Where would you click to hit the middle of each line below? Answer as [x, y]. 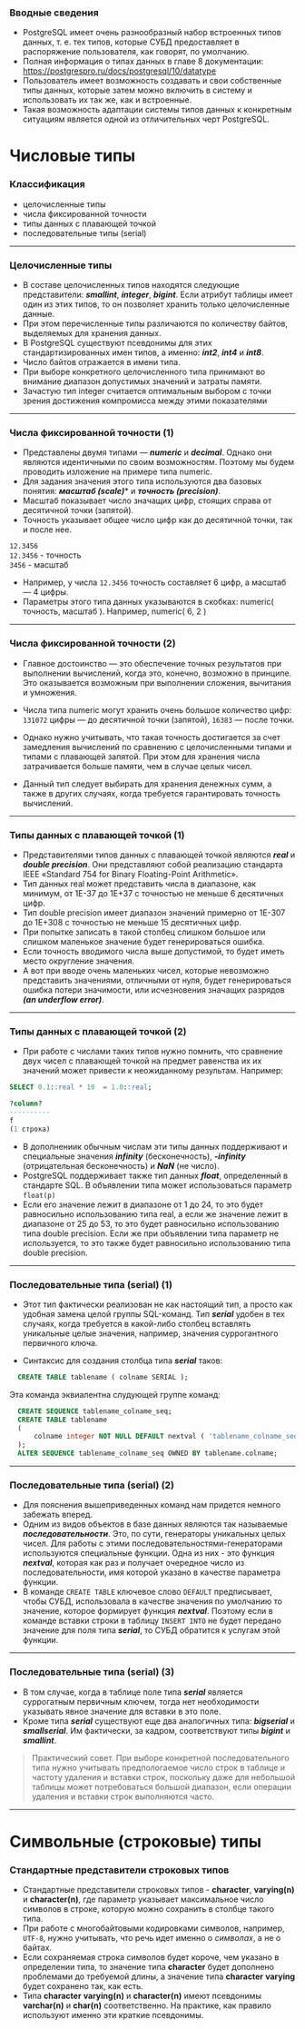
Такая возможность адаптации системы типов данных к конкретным [157, 110]
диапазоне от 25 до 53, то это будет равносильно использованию [151, 1223]
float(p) [39, 1195]
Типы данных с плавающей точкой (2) [98, 1031]
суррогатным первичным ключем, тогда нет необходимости [141, 1701]
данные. [39, 314]
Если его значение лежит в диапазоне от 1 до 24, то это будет [143, 1204]
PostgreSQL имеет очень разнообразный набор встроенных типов [152, 33]
